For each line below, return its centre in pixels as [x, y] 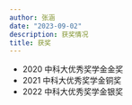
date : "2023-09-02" [46, 26]
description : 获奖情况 [49, 34]
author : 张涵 [32, 17]
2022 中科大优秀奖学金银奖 [73, 92]
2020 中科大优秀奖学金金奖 [73, 69]
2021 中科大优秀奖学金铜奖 [72, 81]
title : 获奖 [30, 43]
